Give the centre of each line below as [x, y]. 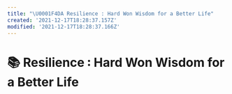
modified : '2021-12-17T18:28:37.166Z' [64, 26]
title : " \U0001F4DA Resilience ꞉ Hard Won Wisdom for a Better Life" [111, 14]
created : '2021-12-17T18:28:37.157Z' [62, 20]
